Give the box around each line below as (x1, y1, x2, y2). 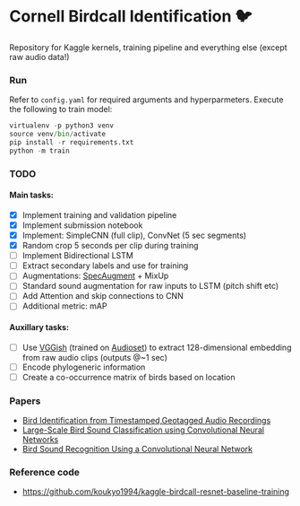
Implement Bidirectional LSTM (21, 250, 134, 261)
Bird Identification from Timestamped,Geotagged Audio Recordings (21, 415, 271, 426)
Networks (21, 434, 59, 445)
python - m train (9, 146, 70, 155)
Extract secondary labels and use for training (21, 260, 189, 271)
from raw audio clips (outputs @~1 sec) (21, 352, 167, 362)
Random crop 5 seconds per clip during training (21, 240, 199, 251)
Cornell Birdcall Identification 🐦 (9, 6, 253, 27)
